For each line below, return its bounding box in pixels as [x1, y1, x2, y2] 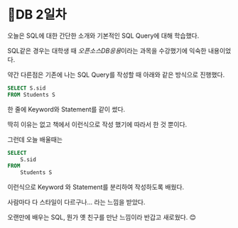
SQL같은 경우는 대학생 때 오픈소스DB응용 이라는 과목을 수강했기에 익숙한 [7, 46, 207, 55]
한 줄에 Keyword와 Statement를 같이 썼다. [7, 104, 126, 114]
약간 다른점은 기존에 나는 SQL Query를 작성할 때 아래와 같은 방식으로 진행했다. [7, 70, 225, 79]
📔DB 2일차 [7, 6, 67, 23]
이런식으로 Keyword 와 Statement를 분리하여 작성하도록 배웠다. [7, 183, 185, 192]
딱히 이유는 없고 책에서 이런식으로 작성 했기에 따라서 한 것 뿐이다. [7, 120, 188, 129]
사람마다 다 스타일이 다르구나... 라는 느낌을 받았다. [7, 198, 146, 207]
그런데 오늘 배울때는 [7, 135, 63, 143]
